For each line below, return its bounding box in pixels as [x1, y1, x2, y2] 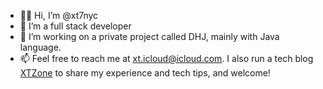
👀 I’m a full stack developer [19, 20, 132, 32]
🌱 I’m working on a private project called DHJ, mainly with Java [19, 31, 280, 42]
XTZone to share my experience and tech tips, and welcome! [19, 67, 271, 79]
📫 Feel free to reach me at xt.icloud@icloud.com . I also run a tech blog [19, 53, 314, 64]
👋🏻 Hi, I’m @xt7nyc [19, 10, 99, 21]
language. [19, 41, 62, 53]
